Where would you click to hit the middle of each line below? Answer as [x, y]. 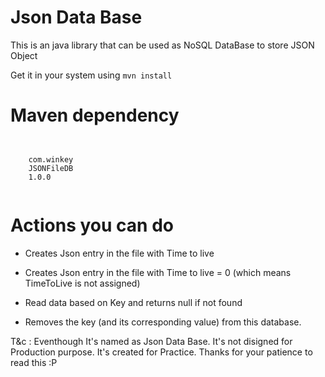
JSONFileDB [51, 168]
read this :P [34, 362]
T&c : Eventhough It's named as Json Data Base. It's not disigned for [151, 341]
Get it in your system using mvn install [91, 75]
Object [24, 55]
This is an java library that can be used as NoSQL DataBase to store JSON [162, 45]
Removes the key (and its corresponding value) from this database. [163, 322]
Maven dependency [95, 115]
